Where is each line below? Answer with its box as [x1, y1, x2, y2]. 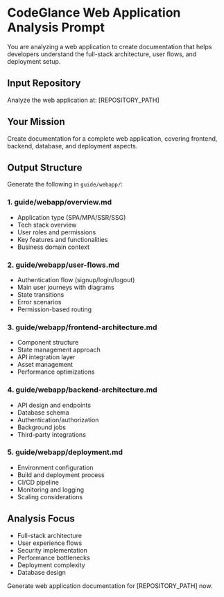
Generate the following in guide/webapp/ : [7, 180, 123, 189]
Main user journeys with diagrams [17, 283, 114, 291]
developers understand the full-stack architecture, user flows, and [7, 50, 197, 58]
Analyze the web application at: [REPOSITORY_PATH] [7, 96, 160, 104]
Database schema [17, 408, 69, 417]
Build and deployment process [17, 470, 105, 479]
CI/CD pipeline [17, 478, 60, 486]
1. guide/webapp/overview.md [7, 198, 112, 207]
